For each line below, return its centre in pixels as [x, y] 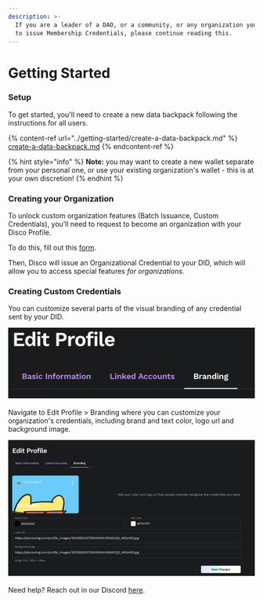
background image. [40, 429]
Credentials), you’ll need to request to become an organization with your [125, 224]
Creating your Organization [61, 199]
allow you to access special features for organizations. [96, 272]
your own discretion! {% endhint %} [66, 178]
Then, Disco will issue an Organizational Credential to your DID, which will [127, 263]
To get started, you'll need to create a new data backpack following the [123, 115]
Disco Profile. [30, 232]
